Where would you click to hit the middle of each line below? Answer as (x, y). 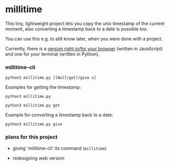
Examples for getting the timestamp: (43, 87)
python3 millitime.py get (32, 105)
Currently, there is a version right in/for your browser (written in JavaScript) (84, 48)
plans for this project (31, 137)
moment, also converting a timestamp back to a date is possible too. (77, 29)
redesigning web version (38, 158)
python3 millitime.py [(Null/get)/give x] (51, 78)
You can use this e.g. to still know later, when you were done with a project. (84, 39)
